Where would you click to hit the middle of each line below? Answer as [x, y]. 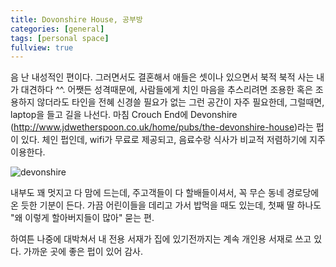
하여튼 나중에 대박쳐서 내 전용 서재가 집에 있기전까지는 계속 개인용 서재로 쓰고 [161, 239]
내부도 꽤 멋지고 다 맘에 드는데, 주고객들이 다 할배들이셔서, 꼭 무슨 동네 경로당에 [165, 193]
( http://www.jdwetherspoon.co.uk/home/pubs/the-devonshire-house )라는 [162, 127]
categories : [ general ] [57, 29]
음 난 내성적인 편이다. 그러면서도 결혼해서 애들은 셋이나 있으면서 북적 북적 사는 [162, 77]
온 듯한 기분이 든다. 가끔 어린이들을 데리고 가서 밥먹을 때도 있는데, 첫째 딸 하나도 [166, 205]
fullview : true [42, 47]
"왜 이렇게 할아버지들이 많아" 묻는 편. [82, 218]
